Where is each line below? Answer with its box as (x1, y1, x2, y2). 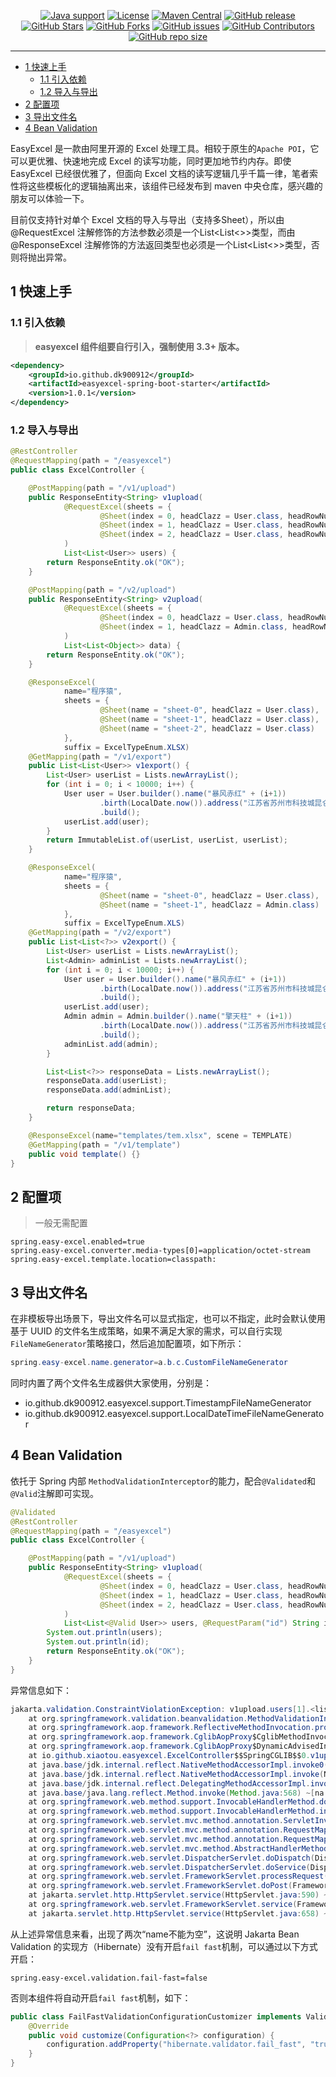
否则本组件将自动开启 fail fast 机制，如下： (10, 1991, 192, 2004)
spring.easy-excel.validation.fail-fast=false (10, 1973, 208, 1983)
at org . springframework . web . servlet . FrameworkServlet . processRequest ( (28, 1871, 329, 1882)
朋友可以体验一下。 (10, 193, 90, 204)
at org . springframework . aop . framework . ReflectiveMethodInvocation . (28, 1723, 315, 1733)
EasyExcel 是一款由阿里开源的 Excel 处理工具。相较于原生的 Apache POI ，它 (10, 143, 320, 154)
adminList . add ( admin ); (63, 1039, 159, 1049)
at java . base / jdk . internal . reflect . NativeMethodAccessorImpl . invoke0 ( (28, 1760, 329, 1770)
